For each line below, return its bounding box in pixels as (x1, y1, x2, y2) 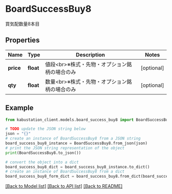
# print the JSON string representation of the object (5, 145, 125, 150)
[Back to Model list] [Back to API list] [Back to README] (5, 183, 123, 189)
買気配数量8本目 (5, 21, 40, 27)
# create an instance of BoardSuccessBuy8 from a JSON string (5, 136, 141, 141)
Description (76, 51, 105, 58)
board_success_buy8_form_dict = (5, 174, 74, 179)
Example (5, 104, 34, 112)
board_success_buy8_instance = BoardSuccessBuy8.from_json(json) (5, 141, 147, 146)
